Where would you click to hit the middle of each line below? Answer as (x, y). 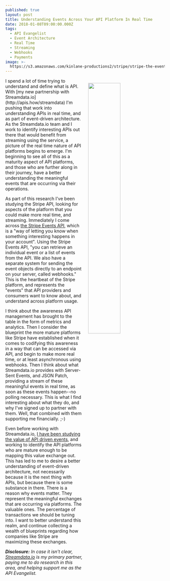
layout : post (19, 15)
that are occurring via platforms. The (44, 504)
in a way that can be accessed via (41, 349)
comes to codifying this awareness (42, 344)
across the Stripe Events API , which (42, 226)
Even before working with (32, 429)
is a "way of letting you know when (42, 231)
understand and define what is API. (42, 86)
